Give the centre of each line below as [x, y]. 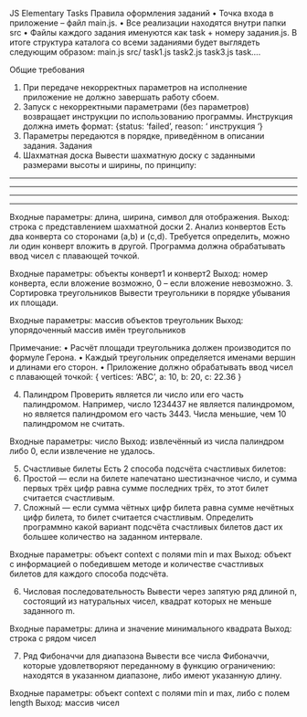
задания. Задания [58, 146]
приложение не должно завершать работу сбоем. [121, 97]
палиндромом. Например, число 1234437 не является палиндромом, [159, 404]
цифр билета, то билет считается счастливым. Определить [138, 517]
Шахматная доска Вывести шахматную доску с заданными [139, 155]
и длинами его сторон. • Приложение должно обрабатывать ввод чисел [152, 367]
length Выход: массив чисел [65, 703]
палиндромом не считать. [74, 423]
